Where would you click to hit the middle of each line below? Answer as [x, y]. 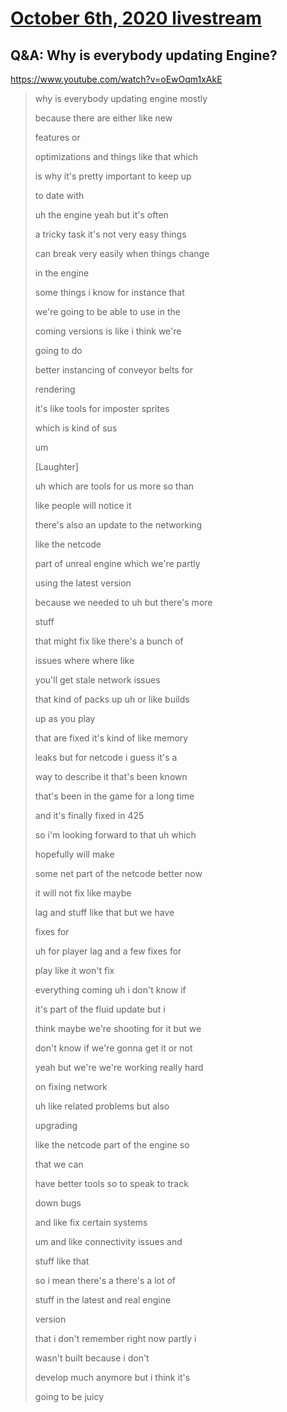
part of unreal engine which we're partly [117, 563]
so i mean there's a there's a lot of [105, 1280]
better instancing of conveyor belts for [114, 370]
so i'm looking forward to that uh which [115, 835]
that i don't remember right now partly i [115, 1338]
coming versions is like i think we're [108, 331]
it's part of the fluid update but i [100, 1009]
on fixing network [71, 1086]
